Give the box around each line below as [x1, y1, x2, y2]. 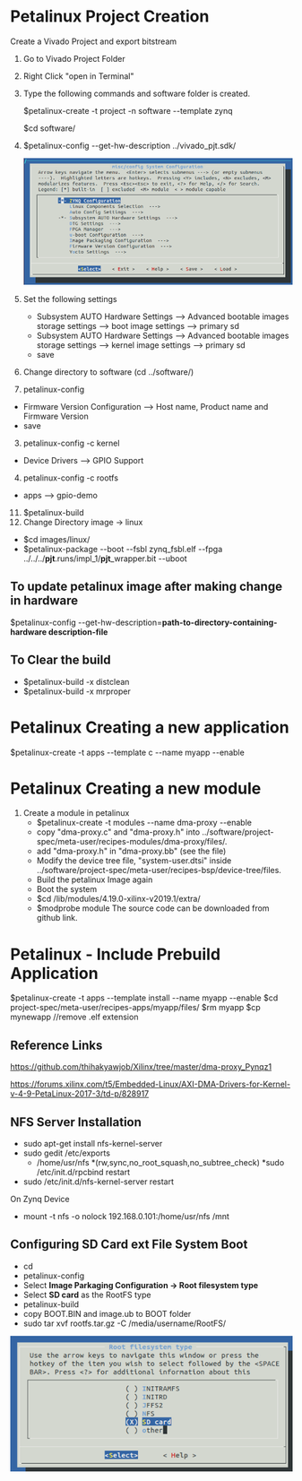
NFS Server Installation [10, 1114, 142, 1130]
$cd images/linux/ [22, 533, 91, 544]
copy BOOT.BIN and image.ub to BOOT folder [22, 1308, 192, 1319]
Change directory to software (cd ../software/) [22, 366, 194, 377]
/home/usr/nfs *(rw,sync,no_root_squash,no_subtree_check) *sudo [36, 1157, 285, 1167]
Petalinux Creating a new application [10, 717, 289, 737]
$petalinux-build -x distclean [22, 676, 130, 687]
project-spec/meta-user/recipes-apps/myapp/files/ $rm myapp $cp [10, 1002, 261, 1013]
